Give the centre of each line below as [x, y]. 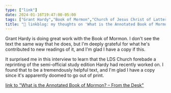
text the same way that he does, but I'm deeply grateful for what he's [78, 44]
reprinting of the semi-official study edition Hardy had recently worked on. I [84, 65]
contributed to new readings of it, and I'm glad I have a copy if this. [76, 49]
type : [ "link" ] [21, 10]
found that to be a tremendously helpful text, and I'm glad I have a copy [80, 70]
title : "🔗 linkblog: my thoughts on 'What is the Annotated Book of [79, 24]
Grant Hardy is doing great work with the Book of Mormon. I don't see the [82, 39]
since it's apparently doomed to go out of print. [55, 75]
